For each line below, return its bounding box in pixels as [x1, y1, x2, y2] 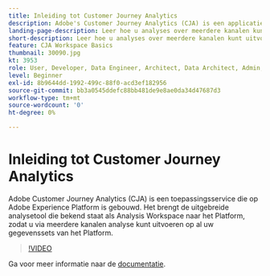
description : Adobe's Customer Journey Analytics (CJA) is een [8, 19, 225, 27]
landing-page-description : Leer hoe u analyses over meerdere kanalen [8, 26, 250, 34]
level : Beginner [8, 71, 63, 79]
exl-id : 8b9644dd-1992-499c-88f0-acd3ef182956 [8, 79, 167, 87]
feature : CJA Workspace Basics [8, 42, 113, 50]
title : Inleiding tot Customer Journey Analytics [8, 11, 178, 20]
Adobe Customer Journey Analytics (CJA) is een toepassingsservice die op [8, 193, 259, 203]
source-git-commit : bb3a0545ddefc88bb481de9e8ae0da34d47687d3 [8, 86, 221, 95]
